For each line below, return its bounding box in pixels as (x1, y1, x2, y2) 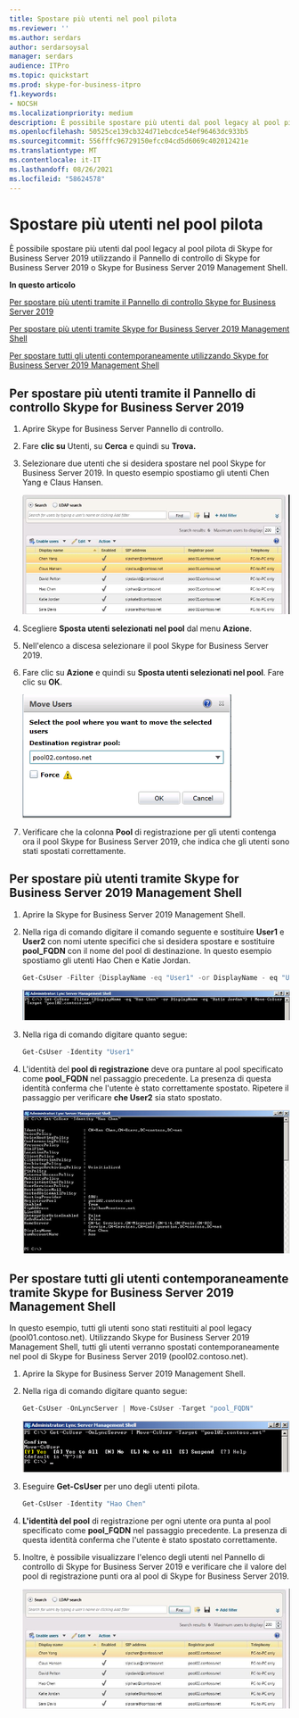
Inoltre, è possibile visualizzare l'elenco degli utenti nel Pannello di (21, 1551, 265, 1562)
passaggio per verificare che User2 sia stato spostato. (21, 1091, 222, 1102)
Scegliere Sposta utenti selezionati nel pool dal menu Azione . (21, 623, 252, 634)
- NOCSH (9, 99, 38, 108)
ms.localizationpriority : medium (9, 108, 133, 118)
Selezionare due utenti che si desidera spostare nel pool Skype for (21, 458, 266, 469)
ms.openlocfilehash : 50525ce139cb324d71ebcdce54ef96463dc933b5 (9, 128, 249, 137)
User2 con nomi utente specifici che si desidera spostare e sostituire (21, 935, 276, 946)
